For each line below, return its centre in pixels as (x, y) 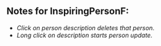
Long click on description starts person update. (85, 35)
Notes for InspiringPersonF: (68, 11)
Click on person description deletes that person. (85, 27)
